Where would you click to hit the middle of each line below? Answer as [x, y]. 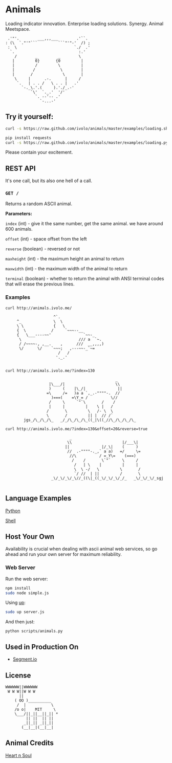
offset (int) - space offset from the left [46, 239]
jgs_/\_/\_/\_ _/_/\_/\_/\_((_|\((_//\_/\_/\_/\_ [80, 420]
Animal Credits [29, 743]
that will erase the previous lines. [40, 284]
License [18, 675]
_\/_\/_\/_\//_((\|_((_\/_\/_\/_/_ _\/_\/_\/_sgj [107, 478]
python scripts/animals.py [34, 631]
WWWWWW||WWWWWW [21, 687]
